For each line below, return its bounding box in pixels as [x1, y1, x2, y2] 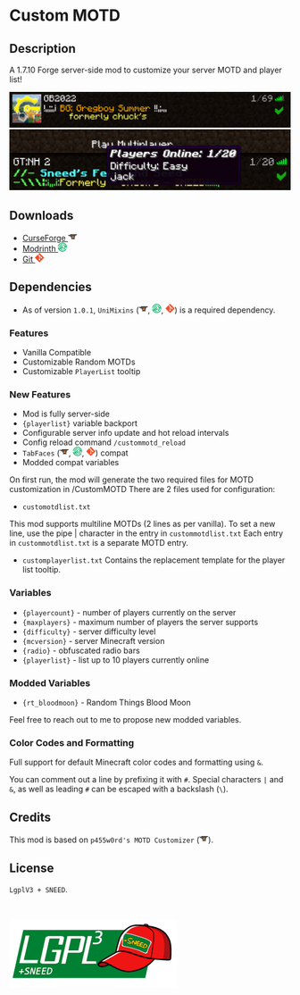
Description [9, 41, 76, 56]
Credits [9, 809, 52, 824]
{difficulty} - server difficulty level [21, 626, 156, 637]
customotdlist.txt [21, 503, 91, 512]
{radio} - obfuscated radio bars [21, 645, 140, 656]
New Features [9, 389, 71, 401]
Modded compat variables [21, 457, 120, 468]
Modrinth [21, 243, 56, 255]
